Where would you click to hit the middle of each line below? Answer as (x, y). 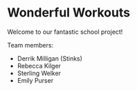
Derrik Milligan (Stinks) (50, 58)
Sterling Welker (39, 73)
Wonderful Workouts (68, 13)
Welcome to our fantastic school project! (65, 32)
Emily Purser (35, 80)
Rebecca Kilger (39, 65)
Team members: (30, 45)
